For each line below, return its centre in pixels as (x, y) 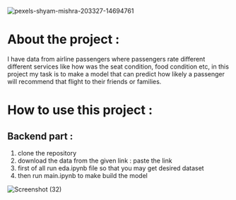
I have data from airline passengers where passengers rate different (106, 59)
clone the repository (47, 153)
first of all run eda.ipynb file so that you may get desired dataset (111, 168)
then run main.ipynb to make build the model (83, 175)
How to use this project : (80, 110)
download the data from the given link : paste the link (95, 160)
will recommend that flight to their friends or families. (84, 81)
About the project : (64, 40)
